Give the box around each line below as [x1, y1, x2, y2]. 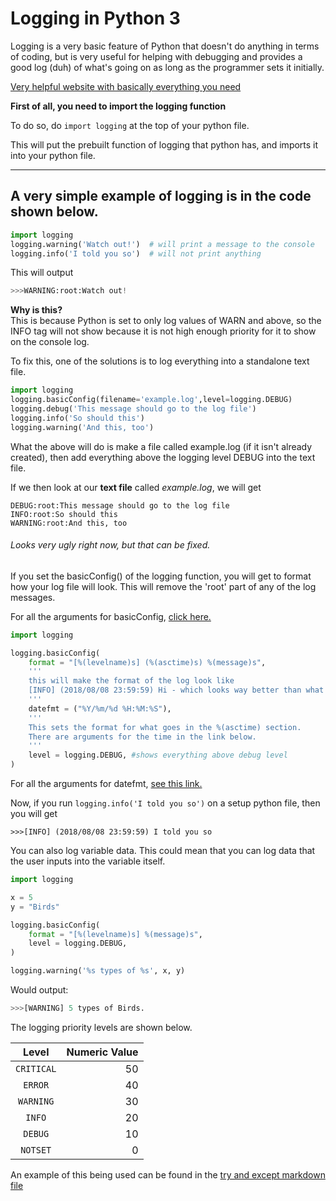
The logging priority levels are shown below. [10, 1021, 193, 1033]
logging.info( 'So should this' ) [10, 413, 145, 423]
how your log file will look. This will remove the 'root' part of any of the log [10, 580, 317, 592]
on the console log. [10, 336, 90, 348]
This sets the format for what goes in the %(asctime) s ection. [28, 722, 302, 732]
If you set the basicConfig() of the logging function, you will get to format [10, 570, 312, 582]
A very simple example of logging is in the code [10, 188, 312, 205]
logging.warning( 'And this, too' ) [10, 422, 155, 432]
